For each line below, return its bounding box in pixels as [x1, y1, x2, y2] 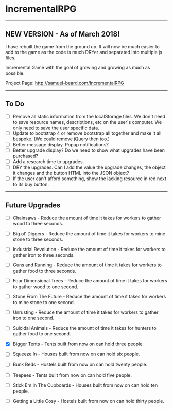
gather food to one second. [12, 331, 71, 337]
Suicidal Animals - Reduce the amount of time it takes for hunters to [12, 325, 157, 331]
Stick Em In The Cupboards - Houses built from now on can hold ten [12, 382, 158, 388]
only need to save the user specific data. [12, 125, 99, 131]
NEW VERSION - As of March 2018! [5, 30, 120, 39]
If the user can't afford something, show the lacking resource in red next [12, 175, 166, 182]
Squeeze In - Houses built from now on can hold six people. [12, 351, 140, 358]
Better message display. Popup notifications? [12, 141, 109, 147]
